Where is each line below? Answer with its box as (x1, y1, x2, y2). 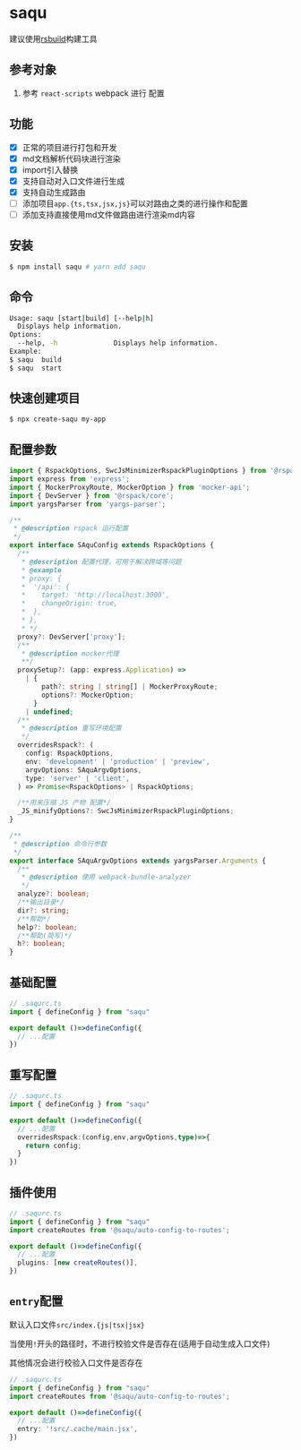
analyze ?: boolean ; (17, 889, 90, 898)
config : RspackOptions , (25, 749, 115, 758)
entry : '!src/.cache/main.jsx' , (17, 1425, 139, 1434)
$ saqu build (9, 355, 63, 365)
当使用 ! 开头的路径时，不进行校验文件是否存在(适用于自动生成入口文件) (9, 1338, 271, 1349)
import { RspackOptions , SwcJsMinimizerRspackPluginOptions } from (9, 467, 267, 476)
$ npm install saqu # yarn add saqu (9, 262, 146, 271)
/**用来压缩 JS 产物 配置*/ (17, 798, 112, 808)
